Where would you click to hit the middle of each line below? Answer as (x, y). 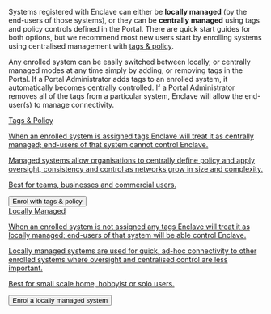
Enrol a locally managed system (60, 300)
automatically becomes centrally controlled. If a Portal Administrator (122, 87)
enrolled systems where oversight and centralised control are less (118, 259)
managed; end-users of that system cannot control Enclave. (108, 144)
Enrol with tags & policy (47, 202)
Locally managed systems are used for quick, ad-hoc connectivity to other (133, 251)
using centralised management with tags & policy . (91, 46)
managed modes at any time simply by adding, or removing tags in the (126, 70)
